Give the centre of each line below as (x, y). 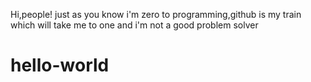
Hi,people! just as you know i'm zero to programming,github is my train (156, 14)
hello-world (60, 65)
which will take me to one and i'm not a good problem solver (134, 25)
